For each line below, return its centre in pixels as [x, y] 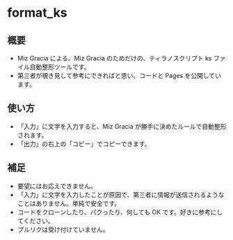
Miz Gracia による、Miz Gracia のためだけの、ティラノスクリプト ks [114, 58]
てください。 [35, 221]
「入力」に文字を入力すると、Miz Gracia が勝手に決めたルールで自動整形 [122, 126]
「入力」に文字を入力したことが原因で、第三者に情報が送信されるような [121, 194]
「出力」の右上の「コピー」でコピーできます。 [84, 143]
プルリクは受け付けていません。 [63, 229]
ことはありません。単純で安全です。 [69, 203]
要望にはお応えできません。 [57, 186]
